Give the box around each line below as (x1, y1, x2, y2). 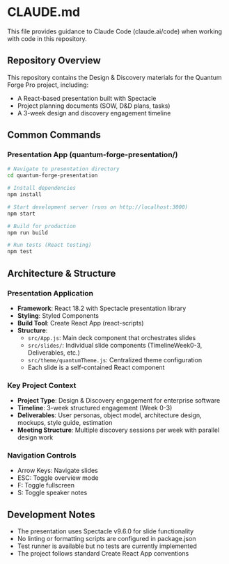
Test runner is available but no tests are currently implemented (17, 542, 197, 550)
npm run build (7, 229, 49, 236)
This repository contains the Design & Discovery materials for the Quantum (7, 73, 222, 81)
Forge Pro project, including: (7, 81, 89, 89)
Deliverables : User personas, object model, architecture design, (17, 411, 202, 419)
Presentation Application (7, 288, 94, 298)
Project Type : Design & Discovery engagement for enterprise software (17, 396, 221, 405)
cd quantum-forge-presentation (7, 172, 98, 179)
